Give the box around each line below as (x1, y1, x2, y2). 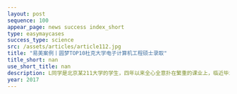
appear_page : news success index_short (7, 23, 125, 30)
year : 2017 (7, 76, 39, 83)
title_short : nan (7, 57, 59, 64)
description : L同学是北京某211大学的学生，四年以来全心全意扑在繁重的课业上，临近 (7, 69, 224, 76)
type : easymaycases (7, 30, 65, 37)
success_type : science (7, 37, 74, 44)
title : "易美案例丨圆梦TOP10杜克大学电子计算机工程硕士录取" (7, 50, 167, 57)
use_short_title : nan (7, 63, 71, 70)
